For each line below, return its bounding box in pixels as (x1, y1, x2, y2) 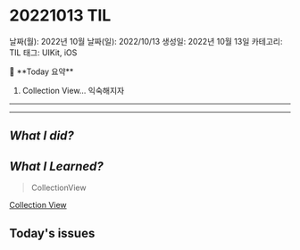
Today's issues (9, 225, 96, 241)
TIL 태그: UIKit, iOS (9, 46, 78, 58)
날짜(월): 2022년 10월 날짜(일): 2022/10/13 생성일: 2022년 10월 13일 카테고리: (9, 36, 283, 46)
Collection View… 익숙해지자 (21, 85, 125, 96)
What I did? (9, 129, 74, 144)
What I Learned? (9, 158, 104, 174)
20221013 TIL (9, 5, 112, 26)
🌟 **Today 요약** (9, 66, 74, 77)
